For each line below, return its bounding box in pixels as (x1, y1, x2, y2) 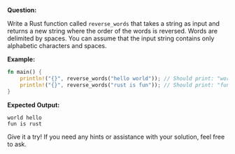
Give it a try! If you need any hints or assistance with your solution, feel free (7, 132, 225, 141)
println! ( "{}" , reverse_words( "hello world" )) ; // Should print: (20, 75, 215, 82)
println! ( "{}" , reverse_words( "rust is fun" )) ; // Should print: (20, 82, 215, 88)
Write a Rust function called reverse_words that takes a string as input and (7, 20, 220, 27)
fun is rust (7, 120, 42, 128)
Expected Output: (7, 100, 60, 109)
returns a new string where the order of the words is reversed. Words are (7, 27, 218, 35)
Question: (7, 6, 37, 14)
